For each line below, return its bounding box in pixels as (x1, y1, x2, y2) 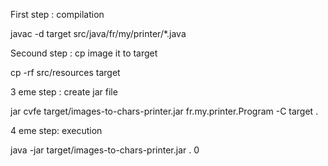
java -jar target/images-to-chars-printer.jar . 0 (10, 144, 200, 156)
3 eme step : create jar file (10, 86, 118, 98)
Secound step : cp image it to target (10, 47, 158, 59)
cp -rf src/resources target (10, 67, 121, 78)
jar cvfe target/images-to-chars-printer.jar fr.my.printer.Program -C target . (10, 105, 319, 117)
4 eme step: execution (10, 125, 103, 136)
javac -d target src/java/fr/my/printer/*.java (10, 28, 187, 39)
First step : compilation (10, 9, 105, 20)
